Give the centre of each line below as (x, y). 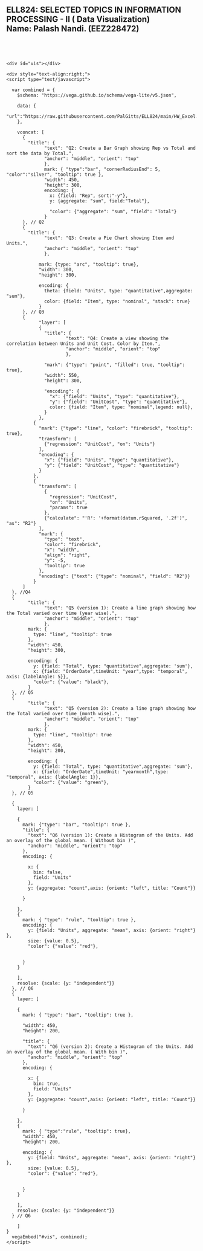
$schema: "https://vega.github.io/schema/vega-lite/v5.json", (97, 95)
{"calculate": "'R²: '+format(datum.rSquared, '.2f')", (116, 518)
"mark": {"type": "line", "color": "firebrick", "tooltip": (116, 428)
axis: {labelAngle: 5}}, (37, 677)
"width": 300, (56, 270)
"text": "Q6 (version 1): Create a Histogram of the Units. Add (111, 835)
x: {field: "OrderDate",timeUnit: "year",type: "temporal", (110, 672)
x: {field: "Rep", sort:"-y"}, (89, 196)
